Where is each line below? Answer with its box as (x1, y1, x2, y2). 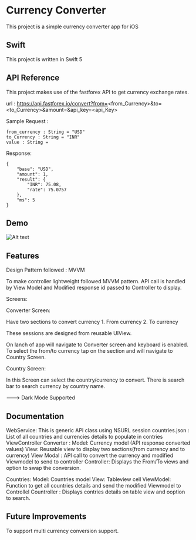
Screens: (6, 296, 28, 303)
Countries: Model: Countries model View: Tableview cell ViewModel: (6, 476, 171, 483)
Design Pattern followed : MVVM (6, 266, 85, 274)
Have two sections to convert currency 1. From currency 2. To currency (6, 319, 178, 326)
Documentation (6, 411, 65, 421)
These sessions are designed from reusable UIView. (6, 330, 132, 337)
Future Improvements (6, 512, 87, 522)
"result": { (16, 176, 46, 183)
